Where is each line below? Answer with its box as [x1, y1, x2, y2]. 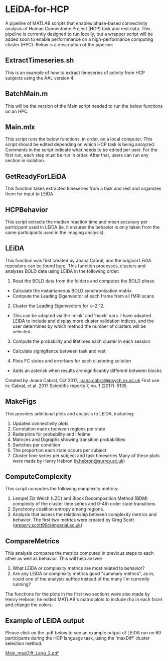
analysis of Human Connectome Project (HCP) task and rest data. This [5, 25, 150, 31]
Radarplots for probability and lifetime [12, 431, 91, 437]
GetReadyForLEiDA [5, 172, 67, 181]
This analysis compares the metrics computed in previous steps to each [5, 550, 154, 556]
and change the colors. [5, 602, 53, 608]
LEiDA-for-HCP [5, 4, 69, 15]
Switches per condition [12, 442, 61, 448]
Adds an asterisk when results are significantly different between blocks [12, 368, 162, 374]
